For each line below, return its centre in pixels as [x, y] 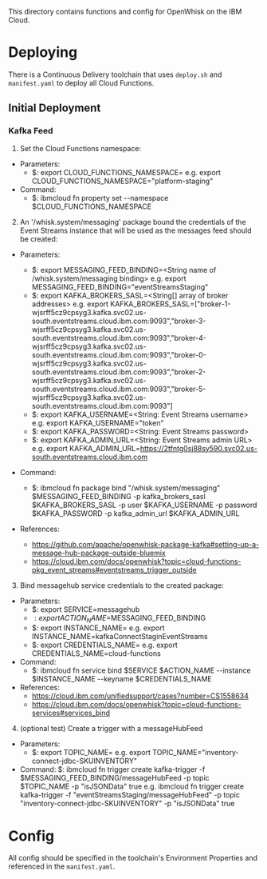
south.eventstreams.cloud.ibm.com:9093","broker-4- [119, 338]
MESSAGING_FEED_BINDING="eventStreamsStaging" [120, 286]
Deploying [43, 52]
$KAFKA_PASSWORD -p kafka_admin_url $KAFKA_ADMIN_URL [136, 513]
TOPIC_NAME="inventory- [196, 753]
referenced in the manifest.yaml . [62, 866]
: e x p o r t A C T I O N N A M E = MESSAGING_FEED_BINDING [120, 619]
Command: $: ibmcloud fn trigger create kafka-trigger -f [112, 769]
